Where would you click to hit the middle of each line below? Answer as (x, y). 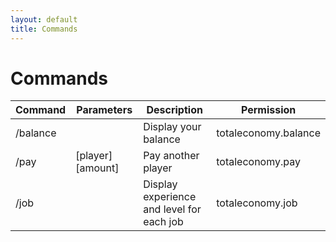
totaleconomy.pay (258, 162)
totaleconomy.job (257, 203)
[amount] (97, 168)
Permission (268, 110)
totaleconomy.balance (268, 133)
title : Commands (44, 29)
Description (174, 110)
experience (170, 197)
